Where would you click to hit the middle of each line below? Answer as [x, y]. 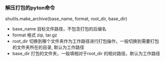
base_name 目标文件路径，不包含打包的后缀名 [59, 29]
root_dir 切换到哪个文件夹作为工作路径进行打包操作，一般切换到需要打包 [85, 41]
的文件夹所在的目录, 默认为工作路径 [48, 47]
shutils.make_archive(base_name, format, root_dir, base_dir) [66, 19]
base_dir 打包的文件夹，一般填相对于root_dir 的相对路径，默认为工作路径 [86, 54]
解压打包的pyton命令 [30, 7]
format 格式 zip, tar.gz [35, 35]
